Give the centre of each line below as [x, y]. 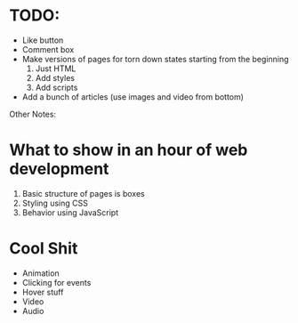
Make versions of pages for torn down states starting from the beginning [155, 59]
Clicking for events [56, 282]
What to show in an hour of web [129, 150]
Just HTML [56, 69]
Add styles [55, 77]
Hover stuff [43, 292]
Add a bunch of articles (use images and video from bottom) [133, 97]
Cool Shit [44, 249]
